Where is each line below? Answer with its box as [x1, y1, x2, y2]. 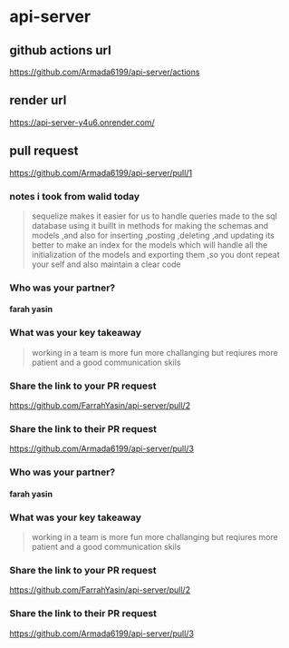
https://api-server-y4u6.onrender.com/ [9, 116, 156, 128]
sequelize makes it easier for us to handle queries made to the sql [31, 211, 278, 221]
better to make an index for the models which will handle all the [31, 239, 268, 250]
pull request [9, 143, 79, 159]
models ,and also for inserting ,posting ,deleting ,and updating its [31, 230, 275, 241]
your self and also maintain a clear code [31, 259, 181, 270]
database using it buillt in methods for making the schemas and [31, 220, 269, 231]
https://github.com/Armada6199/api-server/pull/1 [9, 167, 193, 178]
